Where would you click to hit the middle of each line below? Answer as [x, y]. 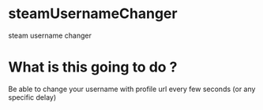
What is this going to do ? [93, 67]
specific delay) [32, 97]
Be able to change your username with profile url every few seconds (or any [132, 89]
